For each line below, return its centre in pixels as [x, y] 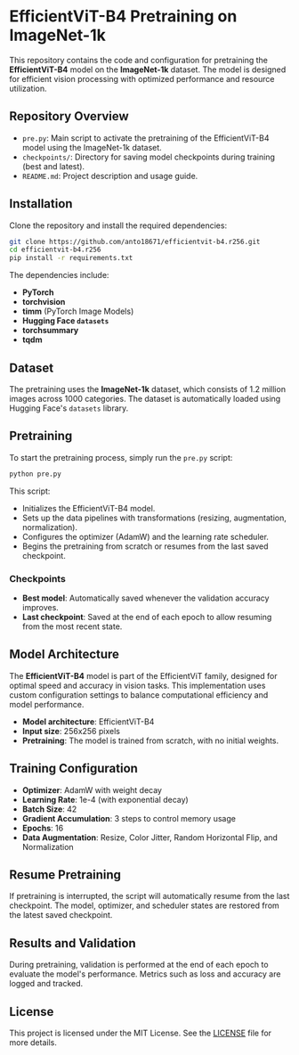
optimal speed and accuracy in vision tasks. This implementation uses [137, 685]
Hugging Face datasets [65, 321]
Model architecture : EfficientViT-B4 [88, 721]
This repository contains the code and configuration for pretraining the [139, 60]
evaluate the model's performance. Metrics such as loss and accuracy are [145, 974]
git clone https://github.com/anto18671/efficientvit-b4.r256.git [135, 241]
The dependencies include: [59, 275]
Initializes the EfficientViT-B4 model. [89, 508]
